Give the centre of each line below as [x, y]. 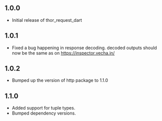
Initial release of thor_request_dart [47, 20]
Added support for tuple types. [43, 108]
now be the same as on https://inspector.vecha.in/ [63, 53]
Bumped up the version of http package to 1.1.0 [60, 80]
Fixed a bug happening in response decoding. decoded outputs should [84, 48]
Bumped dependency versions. [44, 113]
